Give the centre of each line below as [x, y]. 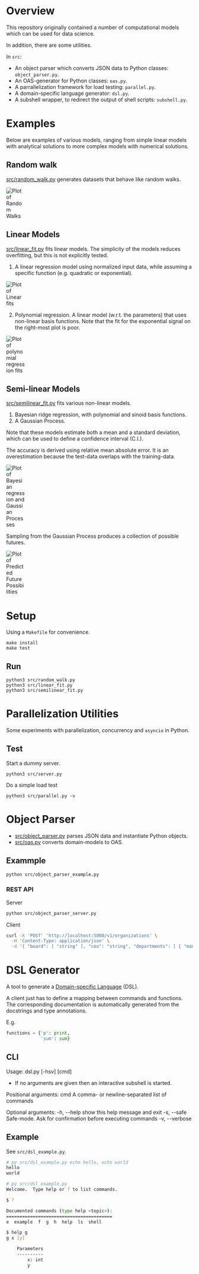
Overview [31, 11]
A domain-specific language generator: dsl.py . [72, 93]
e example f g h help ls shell [54, 1222]
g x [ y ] [16, 1238]
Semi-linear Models [43, 389]
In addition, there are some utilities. [49, 45]
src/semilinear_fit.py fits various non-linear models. [69, 403]
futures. [16, 542]
